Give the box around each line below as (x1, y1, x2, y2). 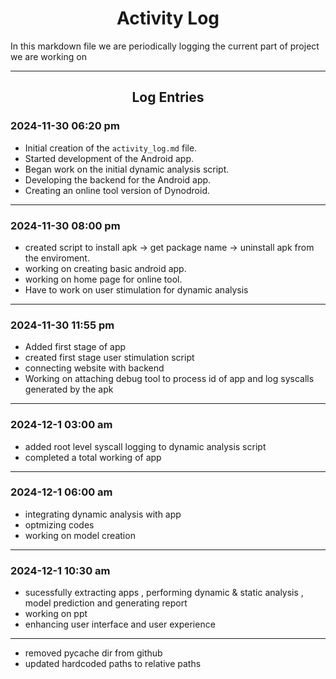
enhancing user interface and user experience (24, 618, 216, 631)
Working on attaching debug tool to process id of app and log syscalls (24, 373, 315, 385)
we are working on (10, 50, 87, 62)
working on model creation (24, 529, 136, 541)
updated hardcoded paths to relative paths (24, 658, 202, 670)
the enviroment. (24, 252, 90, 264)
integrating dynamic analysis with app (24, 508, 182, 520)
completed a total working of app (24, 451, 162, 463)
